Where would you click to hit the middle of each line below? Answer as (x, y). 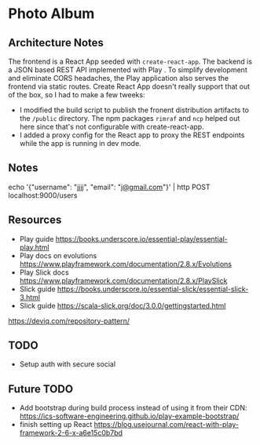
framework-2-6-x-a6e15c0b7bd (71, 433)
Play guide (37, 239)
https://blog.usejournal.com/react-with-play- (167, 425)
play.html (34, 247)
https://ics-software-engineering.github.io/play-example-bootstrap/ (129, 416)
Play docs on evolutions (58, 255)
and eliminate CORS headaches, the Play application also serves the (119, 78)
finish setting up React (56, 425)
